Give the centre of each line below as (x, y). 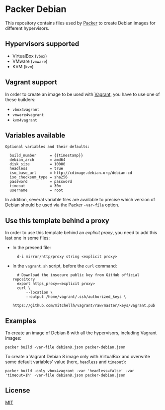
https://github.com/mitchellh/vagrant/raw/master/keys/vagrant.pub (83, 306)
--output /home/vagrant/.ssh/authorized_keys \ (76, 297)
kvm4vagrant (25, 120)
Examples (21, 321)
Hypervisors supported (42, 44)
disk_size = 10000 (38, 164)
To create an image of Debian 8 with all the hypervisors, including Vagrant (81, 333)
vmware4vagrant (28, 115)
